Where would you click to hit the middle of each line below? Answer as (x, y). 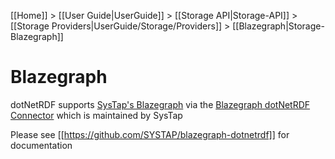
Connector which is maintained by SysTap (96, 115)
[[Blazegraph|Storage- (278, 26)
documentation (41, 145)
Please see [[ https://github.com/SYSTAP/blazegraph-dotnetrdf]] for (150, 134)
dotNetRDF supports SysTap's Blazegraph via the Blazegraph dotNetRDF (160, 104)
